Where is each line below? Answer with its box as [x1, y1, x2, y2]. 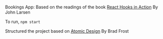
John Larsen [5, 9, 30, 15]
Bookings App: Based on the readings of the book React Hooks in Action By [5, 4, 158, 10]
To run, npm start [5, 19, 41, 24]
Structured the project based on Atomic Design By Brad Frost [5, 28, 129, 34]
